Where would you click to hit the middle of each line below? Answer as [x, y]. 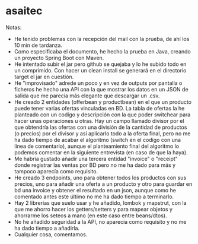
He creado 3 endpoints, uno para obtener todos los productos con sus [100, 178]
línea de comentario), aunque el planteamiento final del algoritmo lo [96, 146]
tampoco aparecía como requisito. [56, 171]
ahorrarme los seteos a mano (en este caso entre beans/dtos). [90, 216]
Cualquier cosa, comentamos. [51, 234]
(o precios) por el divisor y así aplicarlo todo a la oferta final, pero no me [102, 133]
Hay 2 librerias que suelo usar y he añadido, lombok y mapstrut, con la [100, 202]
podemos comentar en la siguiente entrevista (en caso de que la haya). [101, 152]
